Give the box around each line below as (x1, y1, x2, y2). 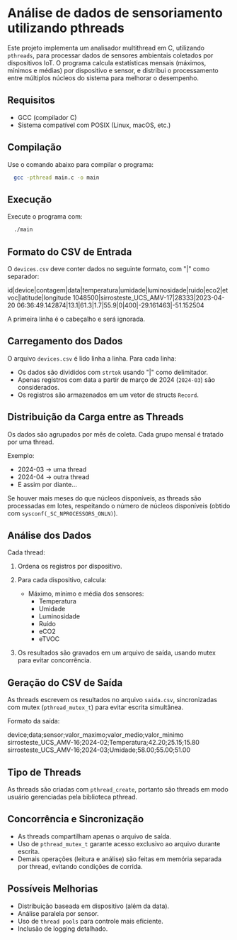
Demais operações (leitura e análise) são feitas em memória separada (17, 854, 221, 863)
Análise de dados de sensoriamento (7, 5, 223, 21)
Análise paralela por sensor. (17, 909, 99, 917)
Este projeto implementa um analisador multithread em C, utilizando (7, 43, 205, 52)
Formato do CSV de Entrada (7, 246, 132, 258)
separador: (7, 272, 40, 280)
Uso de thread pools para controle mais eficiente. (17, 917, 164, 925)
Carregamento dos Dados (7, 335, 123, 347)
